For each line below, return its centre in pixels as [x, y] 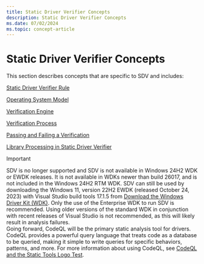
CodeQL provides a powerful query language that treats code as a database [102, 235]
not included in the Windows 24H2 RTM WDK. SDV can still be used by [95, 184]
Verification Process [32, 123]
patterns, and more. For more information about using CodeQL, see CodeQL [102, 248]
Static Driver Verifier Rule [38, 88]
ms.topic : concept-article [40, 29]
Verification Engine [30, 112]
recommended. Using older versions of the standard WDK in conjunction [97, 209]
